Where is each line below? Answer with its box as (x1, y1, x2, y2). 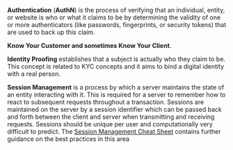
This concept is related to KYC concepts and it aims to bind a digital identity (7, 62, 225, 70)
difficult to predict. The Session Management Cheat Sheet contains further (7, 128, 221, 135)
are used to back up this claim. (7, 28, 95, 36)
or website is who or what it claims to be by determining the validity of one (7, 13, 221, 22)
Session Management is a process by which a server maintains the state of (7, 83, 225, 91)
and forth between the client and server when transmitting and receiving (7, 112, 215, 121)
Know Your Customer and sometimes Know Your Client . (7, 42, 172, 49)
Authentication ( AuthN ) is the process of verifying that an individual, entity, (7, 6, 225, 14)
